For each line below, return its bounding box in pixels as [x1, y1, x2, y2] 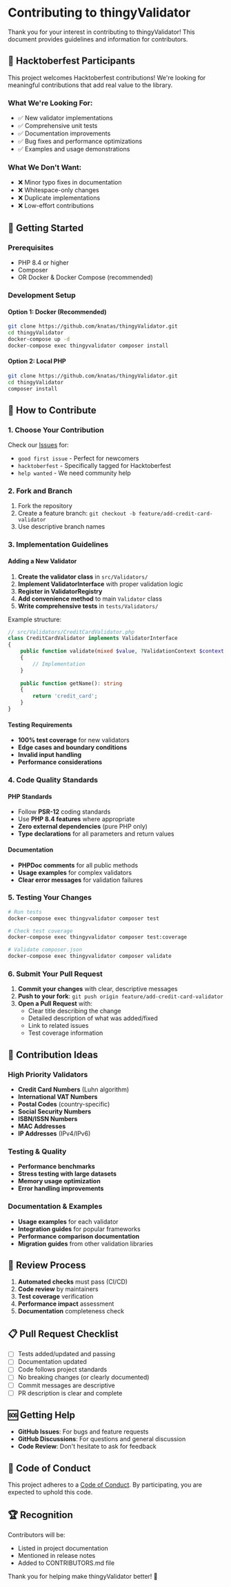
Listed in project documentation [17, 1544, 109, 1552]
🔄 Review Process [8, 1259, 86, 1271]
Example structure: [8, 615, 61, 623]
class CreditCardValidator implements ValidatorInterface [8, 635, 178, 642]
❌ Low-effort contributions [17, 202, 94, 210]
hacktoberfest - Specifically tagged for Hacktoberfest [17, 462, 172, 470]
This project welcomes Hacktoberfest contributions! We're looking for [8, 73, 206, 82]
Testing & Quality [8, 1146, 67, 1156]
